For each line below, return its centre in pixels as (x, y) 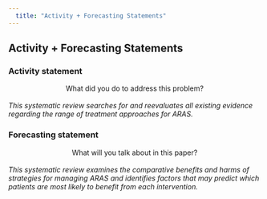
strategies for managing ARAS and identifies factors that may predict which (134, 178)
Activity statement (45, 71)
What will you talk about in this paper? (135, 152)
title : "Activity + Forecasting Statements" (91, 16)
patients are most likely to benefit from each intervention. (103, 186)
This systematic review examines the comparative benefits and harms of (129, 169)
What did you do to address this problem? (135, 88)
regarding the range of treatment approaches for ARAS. (101, 114)
